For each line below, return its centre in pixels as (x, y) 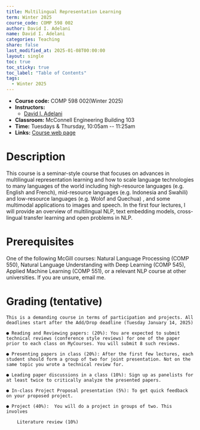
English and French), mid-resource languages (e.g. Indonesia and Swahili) (97, 192)
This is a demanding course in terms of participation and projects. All (100, 317)
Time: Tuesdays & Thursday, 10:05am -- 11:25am (75, 126)
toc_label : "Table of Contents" (46, 73)
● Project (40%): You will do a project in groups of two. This (89, 406)
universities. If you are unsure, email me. (56, 277)
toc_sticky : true (28, 67)
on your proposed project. (40, 396)
